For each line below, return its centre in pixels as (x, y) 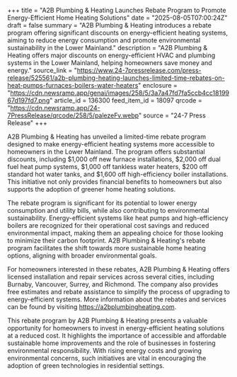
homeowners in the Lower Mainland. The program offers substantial (106, 152)
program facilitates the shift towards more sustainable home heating (107, 248)
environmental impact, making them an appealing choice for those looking (115, 233)
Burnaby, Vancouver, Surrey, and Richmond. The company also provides (113, 284)
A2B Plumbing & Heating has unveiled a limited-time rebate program (107, 137)
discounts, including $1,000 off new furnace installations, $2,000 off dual (114, 159)
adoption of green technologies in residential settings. (86, 366)
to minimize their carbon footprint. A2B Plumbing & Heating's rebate (106, 240)
